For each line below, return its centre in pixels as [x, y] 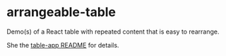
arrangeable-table [61, 12]
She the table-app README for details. [63, 45]
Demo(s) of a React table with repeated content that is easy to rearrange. [113, 31]
